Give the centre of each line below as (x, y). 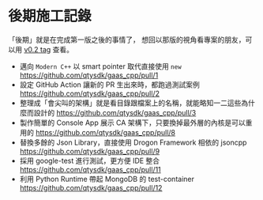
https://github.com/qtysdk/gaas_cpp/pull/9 (90, 151)
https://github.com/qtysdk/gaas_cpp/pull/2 (90, 93)
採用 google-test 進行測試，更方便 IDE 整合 (90, 160)
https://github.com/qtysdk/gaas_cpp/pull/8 (105, 132)
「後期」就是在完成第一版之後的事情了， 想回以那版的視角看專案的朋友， (127, 40)
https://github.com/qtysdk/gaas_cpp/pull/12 (91, 187)
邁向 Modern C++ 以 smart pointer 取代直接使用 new (100, 66)
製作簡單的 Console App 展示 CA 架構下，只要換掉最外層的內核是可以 (133, 123)
